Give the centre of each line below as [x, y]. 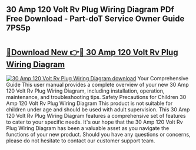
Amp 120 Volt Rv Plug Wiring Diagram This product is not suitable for [89, 103]
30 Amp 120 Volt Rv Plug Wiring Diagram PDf [90, 10]
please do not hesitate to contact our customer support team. [81, 141]
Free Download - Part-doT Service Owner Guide [95, 19]
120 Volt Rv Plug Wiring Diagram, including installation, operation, [85, 91]
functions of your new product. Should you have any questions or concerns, [99, 134]
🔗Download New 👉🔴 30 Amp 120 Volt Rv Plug [92, 52]
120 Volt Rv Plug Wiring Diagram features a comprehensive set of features [96, 116]
